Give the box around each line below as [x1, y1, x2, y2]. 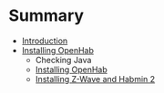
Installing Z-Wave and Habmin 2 [35, 73, 156, 84]
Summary [8, 5, 84, 26]
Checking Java [35, 54, 92, 65]
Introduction [21, 35, 68, 46]
